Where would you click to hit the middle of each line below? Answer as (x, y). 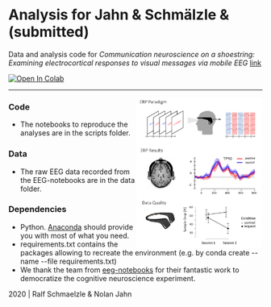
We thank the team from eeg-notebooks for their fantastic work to (129, 270)
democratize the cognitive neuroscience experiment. (108, 278)
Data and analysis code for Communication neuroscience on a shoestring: (132, 54)
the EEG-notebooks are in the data (77, 180)
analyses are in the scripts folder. (75, 133)
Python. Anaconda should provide (77, 226)
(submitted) (49, 32)
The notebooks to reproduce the (74, 124)
